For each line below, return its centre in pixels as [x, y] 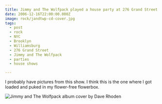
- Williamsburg [25, 46]
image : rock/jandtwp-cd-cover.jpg [40, 18]
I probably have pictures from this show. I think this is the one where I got [78, 82]
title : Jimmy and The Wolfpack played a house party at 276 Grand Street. [82, 9]
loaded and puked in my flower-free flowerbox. [52, 87]
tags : [10, 23]
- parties [19, 59]
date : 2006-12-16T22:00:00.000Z [38, 14]
